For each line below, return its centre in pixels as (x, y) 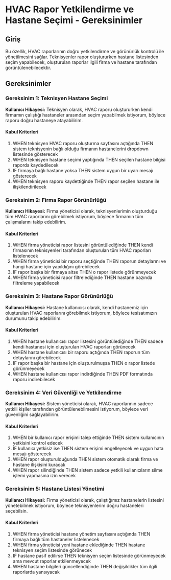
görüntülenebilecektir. (28, 68)
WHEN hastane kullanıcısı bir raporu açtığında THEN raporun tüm (81, 352)
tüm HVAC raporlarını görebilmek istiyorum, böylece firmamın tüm (75, 217)
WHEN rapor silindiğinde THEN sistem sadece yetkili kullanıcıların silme (88, 470)
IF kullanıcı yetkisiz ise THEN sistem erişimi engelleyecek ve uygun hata (88, 449)
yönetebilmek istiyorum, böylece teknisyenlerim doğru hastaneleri (75, 505)
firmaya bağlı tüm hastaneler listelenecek (56, 539)
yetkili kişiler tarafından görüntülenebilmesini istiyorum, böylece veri (77, 409)
